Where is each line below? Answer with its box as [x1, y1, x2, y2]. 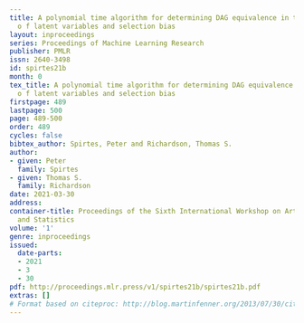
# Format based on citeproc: [9, 299, 119, 309]
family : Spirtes [17, 165, 79, 174]
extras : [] [9, 290, 51, 299]
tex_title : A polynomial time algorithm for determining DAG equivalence [9, 81, 294, 90]
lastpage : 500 [9, 106, 63, 115]
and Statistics [17, 214, 75, 224]
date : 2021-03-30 [9, 190, 75, 199]
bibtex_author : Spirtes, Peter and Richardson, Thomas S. [9, 139, 233, 148]
